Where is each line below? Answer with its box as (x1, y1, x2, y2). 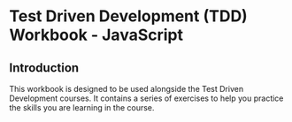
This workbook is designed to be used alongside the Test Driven (9, 84, 244, 94)
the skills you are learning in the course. (9, 103, 155, 112)
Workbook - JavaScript (9, 25, 184, 45)
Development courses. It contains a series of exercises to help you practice (9, 93, 284, 103)
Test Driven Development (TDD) (9, 6, 248, 27)
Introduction (9, 60, 80, 75)
